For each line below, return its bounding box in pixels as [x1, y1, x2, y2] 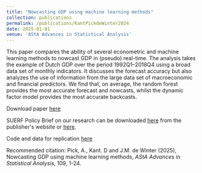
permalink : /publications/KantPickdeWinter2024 [6, 20, 130, 26]
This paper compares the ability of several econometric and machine [6, 48, 179, 55]
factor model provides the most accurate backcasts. [6, 93, 138, 101]
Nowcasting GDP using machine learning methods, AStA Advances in [6, 153, 181, 161]
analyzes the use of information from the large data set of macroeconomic [6, 74, 193, 81]
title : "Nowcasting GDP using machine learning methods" [6, 8, 154, 15]
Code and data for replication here [6, 135, 92, 143]
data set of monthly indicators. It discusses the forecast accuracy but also [6, 67, 192, 75]
